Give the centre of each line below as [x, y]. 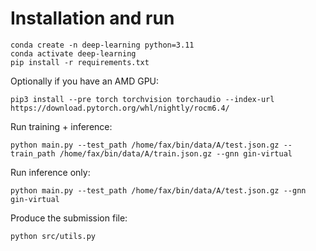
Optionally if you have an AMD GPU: [85, 81]
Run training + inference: [61, 126]
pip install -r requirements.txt [80, 62]
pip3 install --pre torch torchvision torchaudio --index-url [142, 99]
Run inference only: [50, 172]
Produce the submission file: [69, 218]
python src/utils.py [53, 236]
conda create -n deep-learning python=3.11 [102, 45]
